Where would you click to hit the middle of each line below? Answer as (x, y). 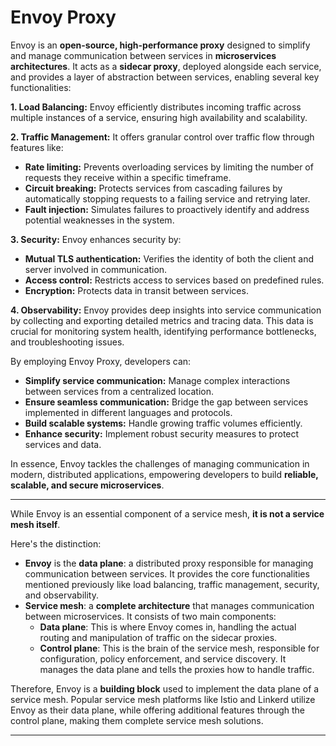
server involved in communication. (96, 269)
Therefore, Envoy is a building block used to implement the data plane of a (165, 688)
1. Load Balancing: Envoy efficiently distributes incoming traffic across (156, 107)
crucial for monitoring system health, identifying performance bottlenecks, (163, 331)
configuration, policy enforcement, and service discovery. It (163, 658)
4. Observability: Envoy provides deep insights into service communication (166, 310)
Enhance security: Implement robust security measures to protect (162, 433)
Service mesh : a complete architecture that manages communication (169, 605)
